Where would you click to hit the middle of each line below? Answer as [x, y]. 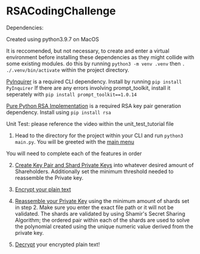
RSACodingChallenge [61, 11]
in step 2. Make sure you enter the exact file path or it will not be [94, 207]
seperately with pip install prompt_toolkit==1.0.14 [72, 94]
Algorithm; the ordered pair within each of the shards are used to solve [102, 220]
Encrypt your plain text [43, 189]
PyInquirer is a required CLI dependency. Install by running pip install [94, 81]
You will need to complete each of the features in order [74, 153]
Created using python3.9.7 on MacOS [53, 39]
